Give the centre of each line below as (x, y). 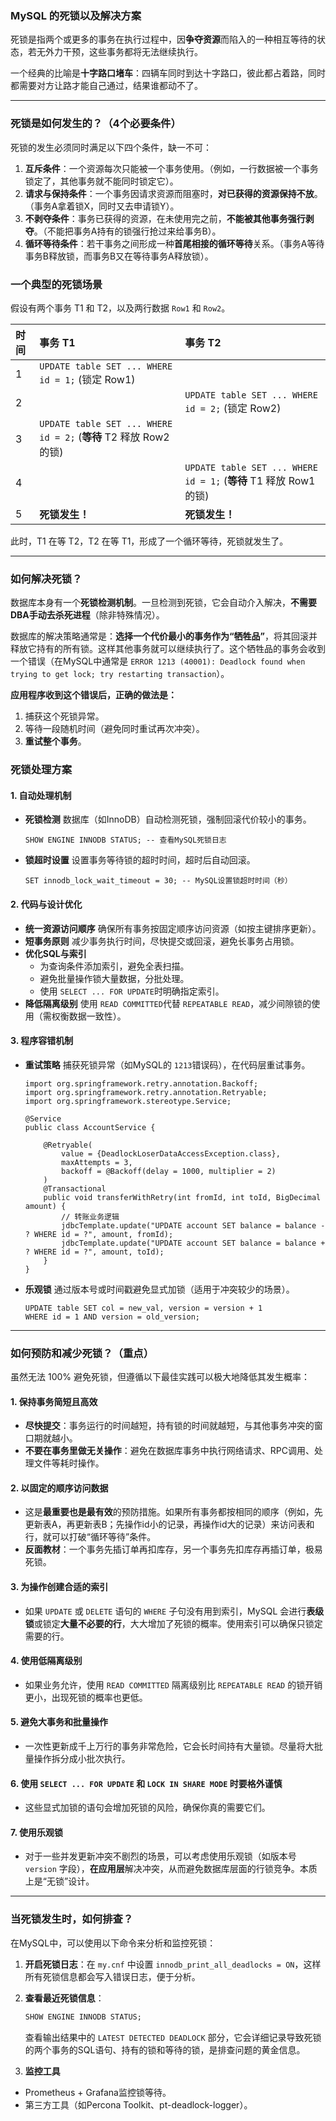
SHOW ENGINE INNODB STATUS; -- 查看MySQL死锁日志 (125, 840)
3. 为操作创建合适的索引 (59, 1587)
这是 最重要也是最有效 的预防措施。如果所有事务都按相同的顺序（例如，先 (173, 1512)
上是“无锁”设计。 (59, 1881)
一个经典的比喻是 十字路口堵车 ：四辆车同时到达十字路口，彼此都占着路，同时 (168, 73)
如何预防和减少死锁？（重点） (82, 1353)
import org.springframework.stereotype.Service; (128, 1101)
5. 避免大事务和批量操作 (59, 1722)
